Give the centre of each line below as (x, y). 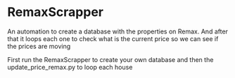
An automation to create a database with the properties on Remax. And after (118, 31)
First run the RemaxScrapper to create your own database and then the (110, 59)
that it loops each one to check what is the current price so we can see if (113, 38)
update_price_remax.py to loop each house (70, 67)
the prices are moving (39, 46)
